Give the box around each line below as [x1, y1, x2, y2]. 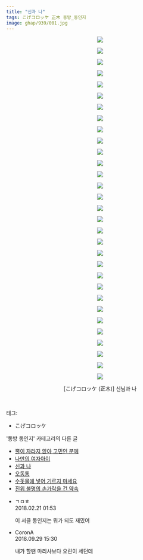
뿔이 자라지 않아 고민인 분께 [14, 447, 79, 455]
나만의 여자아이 [14, 455, 51, 462]
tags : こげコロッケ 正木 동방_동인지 [6, 14, 86, 20]
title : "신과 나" [6, 8, 46, 15]
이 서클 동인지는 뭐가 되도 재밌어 [14, 517, 90, 524]
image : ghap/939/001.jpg [6, 20, 68, 26]
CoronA [14, 529, 34, 536]
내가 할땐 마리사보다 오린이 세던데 [14, 547, 94, 555]
